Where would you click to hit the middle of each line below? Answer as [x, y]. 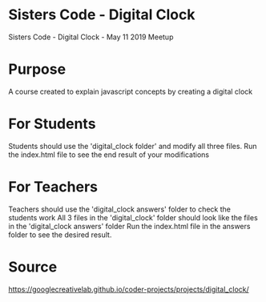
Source [33, 267]
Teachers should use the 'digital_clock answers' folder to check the [119, 209]
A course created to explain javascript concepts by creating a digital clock [131, 91]
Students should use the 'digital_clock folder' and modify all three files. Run [133, 146]
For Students [52, 124]
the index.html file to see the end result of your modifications [109, 155]
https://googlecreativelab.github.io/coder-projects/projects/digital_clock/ [129, 289]
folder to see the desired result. [60, 235]
